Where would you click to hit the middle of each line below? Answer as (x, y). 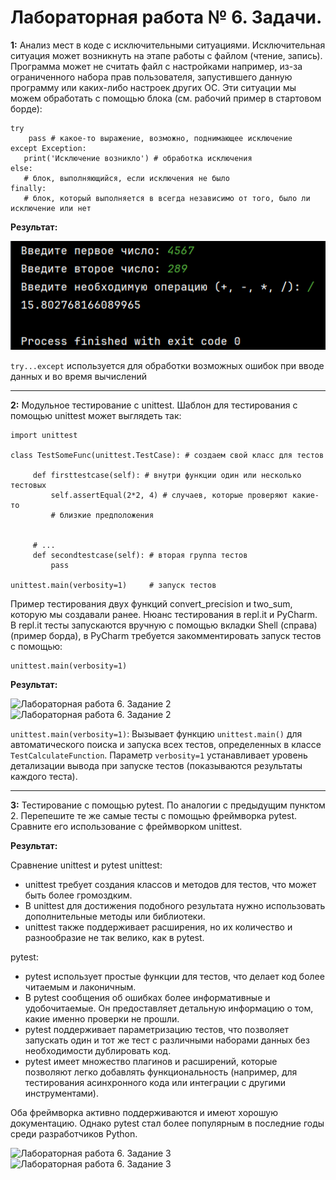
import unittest (44, 436)
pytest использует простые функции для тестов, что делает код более (174, 977)
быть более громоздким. (78, 895)
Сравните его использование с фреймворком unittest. (126, 827)
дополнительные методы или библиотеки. (115, 917)
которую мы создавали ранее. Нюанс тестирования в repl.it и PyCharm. (164, 615)
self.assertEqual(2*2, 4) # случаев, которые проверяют (169, 496)
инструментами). (61, 1093)
